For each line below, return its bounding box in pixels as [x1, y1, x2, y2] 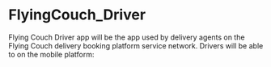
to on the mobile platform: [8, 49, 95, 59]
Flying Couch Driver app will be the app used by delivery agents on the [8, 32, 245, 42]
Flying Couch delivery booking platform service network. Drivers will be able [8, 40, 264, 50]
